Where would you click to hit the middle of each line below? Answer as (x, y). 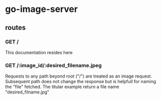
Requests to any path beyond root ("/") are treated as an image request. (79, 76)
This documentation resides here (39, 52)
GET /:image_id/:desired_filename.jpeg (53, 65)
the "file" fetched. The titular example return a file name (62, 87)
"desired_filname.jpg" (27, 92)
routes (15, 28)
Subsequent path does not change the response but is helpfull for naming (81, 82)
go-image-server (41, 9)
